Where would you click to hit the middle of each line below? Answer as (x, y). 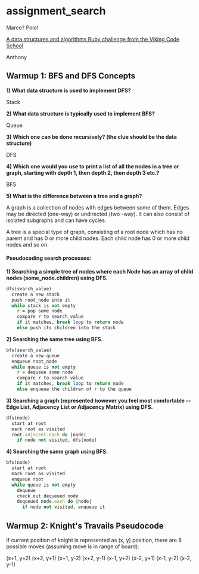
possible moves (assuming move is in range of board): (73, 546)
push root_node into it (41, 300)
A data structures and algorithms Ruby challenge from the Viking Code (93, 39)
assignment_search (56, 11)
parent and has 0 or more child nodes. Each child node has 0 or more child (98, 238)
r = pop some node (40, 311)
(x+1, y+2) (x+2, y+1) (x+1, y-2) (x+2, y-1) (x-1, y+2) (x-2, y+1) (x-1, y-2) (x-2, (99, 558)
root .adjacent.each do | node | (49, 435)
